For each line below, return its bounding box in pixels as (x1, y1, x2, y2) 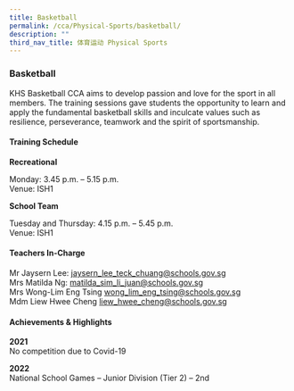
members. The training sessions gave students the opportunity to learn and (9, 97, 286, 108)
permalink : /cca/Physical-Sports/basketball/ (9, 21, 181, 30)
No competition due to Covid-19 (9, 345, 127, 357)
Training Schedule (9, 137, 78, 147)
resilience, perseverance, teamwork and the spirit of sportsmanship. (9, 116, 260, 127)
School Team (9, 200, 60, 211)
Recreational (9, 156, 58, 167)
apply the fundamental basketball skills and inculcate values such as (9, 106, 261, 117)
